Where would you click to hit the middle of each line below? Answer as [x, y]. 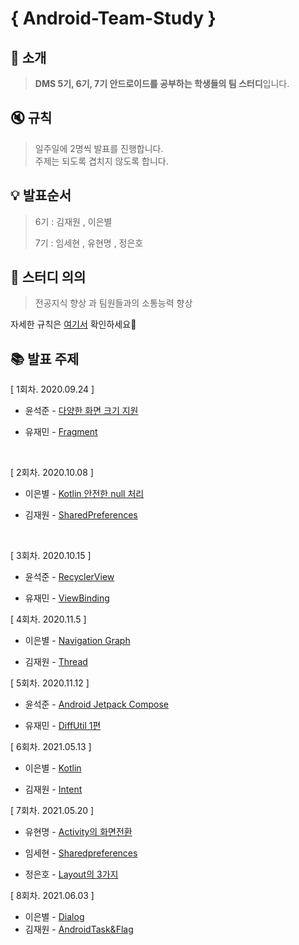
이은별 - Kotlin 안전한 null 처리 [84, 494]
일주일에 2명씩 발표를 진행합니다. [99, 148]
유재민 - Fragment [61, 432]
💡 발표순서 [41, 195]
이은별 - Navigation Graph [77, 641]
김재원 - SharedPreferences [81, 515]
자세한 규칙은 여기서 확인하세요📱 [73, 324]
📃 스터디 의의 [48, 277]
